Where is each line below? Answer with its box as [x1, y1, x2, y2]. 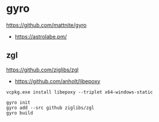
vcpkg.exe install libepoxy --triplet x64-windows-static [6, 89, 153, 95]
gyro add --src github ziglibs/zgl [6, 105, 95, 111]
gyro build [6, 110, 33, 116]
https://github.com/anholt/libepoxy [14, 77, 101, 85]
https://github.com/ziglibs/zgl [6, 66, 79, 73]
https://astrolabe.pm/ [14, 33, 67, 40]
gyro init [6, 99, 31, 105]
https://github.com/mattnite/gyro [6, 21, 87, 29]
